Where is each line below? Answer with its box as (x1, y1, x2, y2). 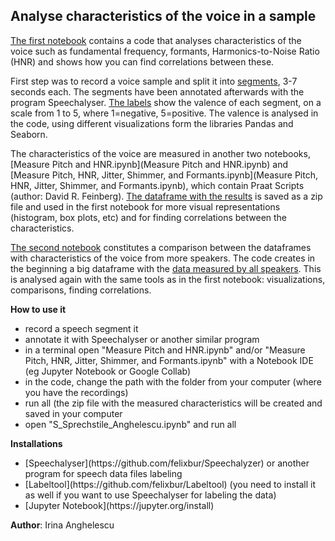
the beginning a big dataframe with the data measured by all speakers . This (10, 262, 322, 274)
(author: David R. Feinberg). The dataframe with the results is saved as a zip (10, 190, 323, 202)
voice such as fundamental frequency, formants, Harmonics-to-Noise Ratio (10, 45, 320, 57)
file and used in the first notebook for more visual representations (10, 200, 281, 213)
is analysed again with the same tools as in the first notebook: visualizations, (10, 273, 326, 285)
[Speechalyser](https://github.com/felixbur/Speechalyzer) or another (24, 457, 310, 469)
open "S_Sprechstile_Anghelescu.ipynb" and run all (24, 418, 237, 430)
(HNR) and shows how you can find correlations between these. (10, 55, 275, 68)
